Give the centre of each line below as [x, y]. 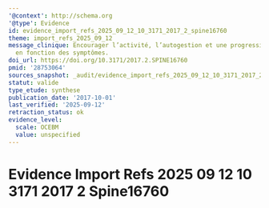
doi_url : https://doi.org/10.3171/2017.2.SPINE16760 [98, 61]
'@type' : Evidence [39, 23]
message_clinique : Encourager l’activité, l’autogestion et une [118, 46]
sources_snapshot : [39, 75]
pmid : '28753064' [37, 68]
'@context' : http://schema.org [60, 16]
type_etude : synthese [44, 90]
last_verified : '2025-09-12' [57, 105]
